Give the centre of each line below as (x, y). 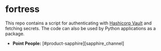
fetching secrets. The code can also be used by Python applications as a (80, 28)
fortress (22, 9)
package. (15, 33)
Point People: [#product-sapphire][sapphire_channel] (68, 43)
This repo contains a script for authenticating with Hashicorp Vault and (78, 23)
